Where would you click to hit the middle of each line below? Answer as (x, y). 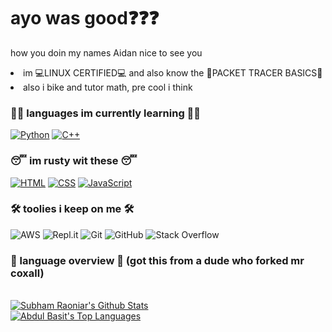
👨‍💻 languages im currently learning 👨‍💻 (106, 113)
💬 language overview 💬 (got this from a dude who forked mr (157, 260)
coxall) (27, 273)
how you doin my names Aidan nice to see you (106, 52)
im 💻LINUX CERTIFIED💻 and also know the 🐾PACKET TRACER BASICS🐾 (173, 72)
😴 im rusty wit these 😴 (74, 161)
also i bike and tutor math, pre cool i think (108, 87)
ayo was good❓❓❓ (85, 18)
